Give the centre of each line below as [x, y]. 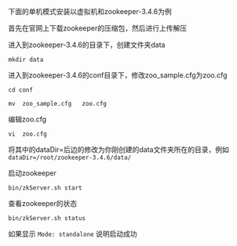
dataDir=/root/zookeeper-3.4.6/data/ [70, 157]
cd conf [21, 90]
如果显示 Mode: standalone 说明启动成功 [73, 234]
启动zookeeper [33, 173]
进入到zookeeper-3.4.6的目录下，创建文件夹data [87, 45]
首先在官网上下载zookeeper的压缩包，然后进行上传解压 [98, 28]
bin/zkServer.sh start [45, 188]
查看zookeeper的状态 [43, 203]
